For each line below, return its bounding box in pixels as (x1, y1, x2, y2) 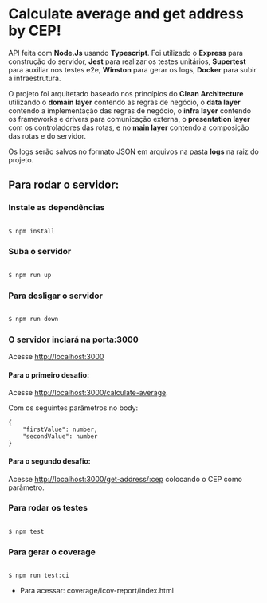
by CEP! (8, 22, 61, 40)
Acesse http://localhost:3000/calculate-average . (8, 388, 169, 397)
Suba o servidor (8, 246, 72, 257)
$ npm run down (8, 315, 59, 323)
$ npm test (8, 527, 45, 535)
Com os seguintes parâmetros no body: (8, 403, 139, 413)
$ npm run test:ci (8, 571, 69, 580)
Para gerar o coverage (8, 546, 96, 558)
